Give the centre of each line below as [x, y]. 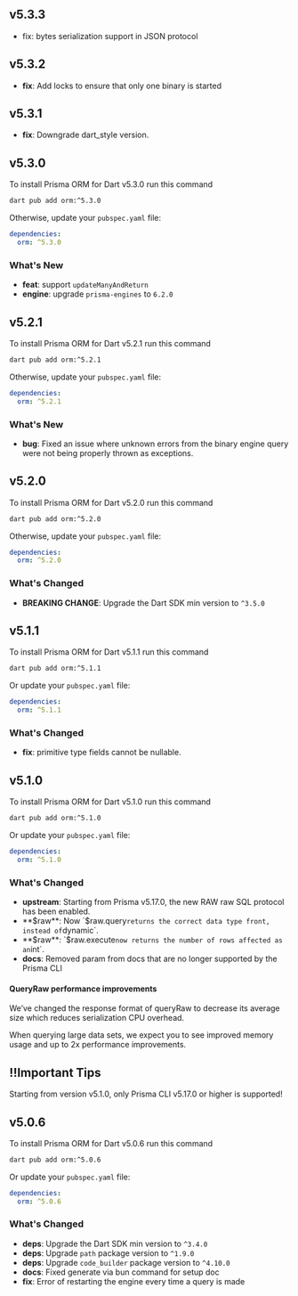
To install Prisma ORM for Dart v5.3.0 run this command [111, 184]
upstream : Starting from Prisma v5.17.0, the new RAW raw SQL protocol [153, 902]
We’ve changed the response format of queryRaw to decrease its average [145, 1008]
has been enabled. [56, 911]
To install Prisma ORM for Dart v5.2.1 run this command [110, 343]
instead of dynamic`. [60, 931]
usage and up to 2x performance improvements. [98, 1045]
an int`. [33, 950]
